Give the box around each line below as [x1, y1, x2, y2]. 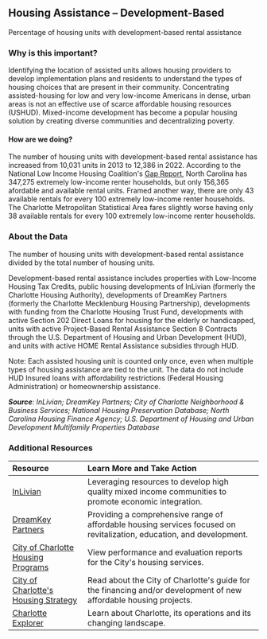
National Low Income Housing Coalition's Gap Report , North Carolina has [8, 169, 248, 178]
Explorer [12, 617, 44, 628]
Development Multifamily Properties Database [8, 422, 161, 432]
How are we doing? [8, 134, 73, 144]
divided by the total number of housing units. [8, 258, 155, 267]
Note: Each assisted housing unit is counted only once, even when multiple [8, 356, 254, 365]
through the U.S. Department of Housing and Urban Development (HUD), [8, 332, 247, 341]
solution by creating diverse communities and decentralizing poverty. [8, 116, 235, 126]
